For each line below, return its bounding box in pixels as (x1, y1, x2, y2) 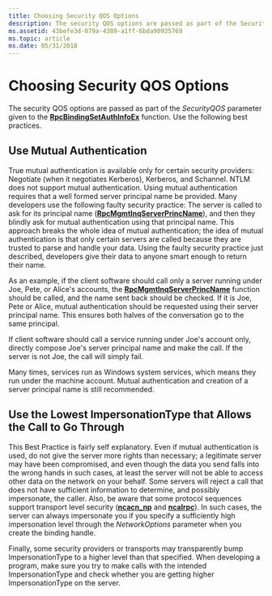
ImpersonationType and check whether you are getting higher (8, 569, 215, 579)
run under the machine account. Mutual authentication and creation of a (8, 375, 249, 385)
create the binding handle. (8, 527, 96, 538)
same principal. (8, 319, 60, 328)
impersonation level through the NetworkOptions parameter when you (8, 519, 242, 529)
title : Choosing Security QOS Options (8, 11, 139, 20)
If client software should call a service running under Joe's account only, (8, 334, 251, 344)
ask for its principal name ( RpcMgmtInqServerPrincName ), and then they (8, 208, 256, 218)
